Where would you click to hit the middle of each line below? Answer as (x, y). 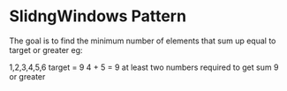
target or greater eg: (46, 49)
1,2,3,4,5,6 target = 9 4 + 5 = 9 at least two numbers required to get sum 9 (144, 67)
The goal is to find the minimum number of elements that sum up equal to (143, 41)
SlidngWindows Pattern (98, 16)
